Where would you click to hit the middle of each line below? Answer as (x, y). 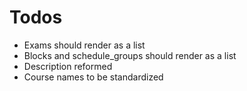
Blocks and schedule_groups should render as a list (130, 55)
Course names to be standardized (93, 77)
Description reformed (68, 66)
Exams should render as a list (84, 45)
